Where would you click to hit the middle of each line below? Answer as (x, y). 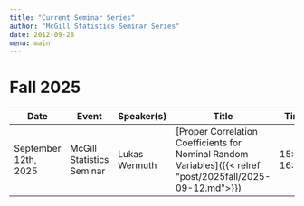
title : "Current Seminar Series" (72, 18)
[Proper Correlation (216, 132)
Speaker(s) (142, 117)
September (38, 148)
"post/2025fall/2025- (223, 177)
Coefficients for (209, 143)
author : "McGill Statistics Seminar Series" (95, 26)
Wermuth (137, 165)
